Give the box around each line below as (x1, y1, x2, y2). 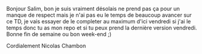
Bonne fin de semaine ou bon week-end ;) (6, 31, 112, 38)
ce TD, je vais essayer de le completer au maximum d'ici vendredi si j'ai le (6, 18, 191, 25)
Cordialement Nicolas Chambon (6, 42, 86, 49)
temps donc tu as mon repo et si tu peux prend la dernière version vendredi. (6, 24, 197, 31)
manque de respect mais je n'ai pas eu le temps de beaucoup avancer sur (6, 11, 192, 19)
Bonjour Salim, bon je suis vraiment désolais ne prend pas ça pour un (6, 5, 180, 12)
